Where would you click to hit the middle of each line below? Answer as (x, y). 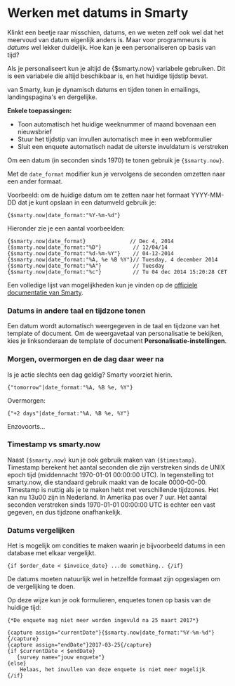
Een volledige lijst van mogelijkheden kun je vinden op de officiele (102, 285)
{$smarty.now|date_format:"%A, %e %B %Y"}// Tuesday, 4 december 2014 (113, 259)
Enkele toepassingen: (40, 110)
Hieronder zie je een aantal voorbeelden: (66, 228)
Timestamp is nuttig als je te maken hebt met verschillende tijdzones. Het (113, 489)
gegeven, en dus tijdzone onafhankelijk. (65, 512)
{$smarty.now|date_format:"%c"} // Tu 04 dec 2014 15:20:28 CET (117, 272)
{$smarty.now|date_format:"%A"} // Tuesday (86, 266)
